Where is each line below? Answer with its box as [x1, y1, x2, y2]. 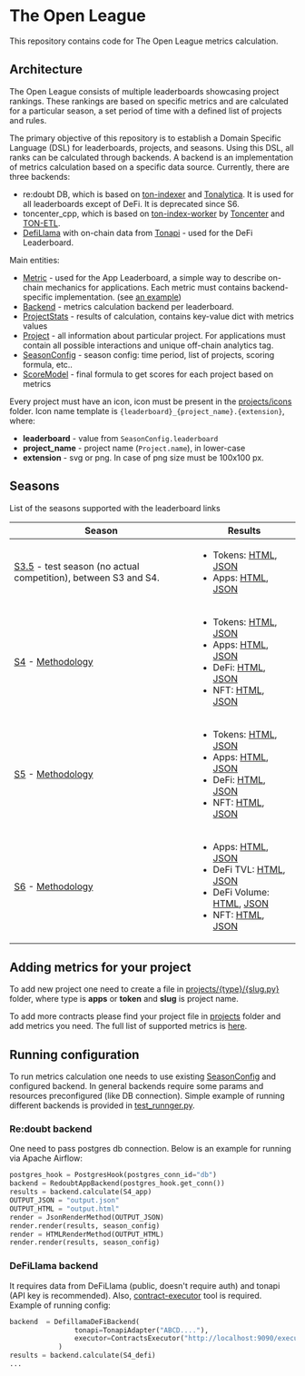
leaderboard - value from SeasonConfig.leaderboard [22, 432, 219, 443]
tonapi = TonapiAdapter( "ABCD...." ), [74, 1325, 209, 1335]
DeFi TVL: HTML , [212, 863, 286, 876]
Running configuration [9, 1046, 140, 1063]
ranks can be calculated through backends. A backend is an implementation [9, 152, 293, 163]
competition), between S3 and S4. [14, 571, 161, 584]
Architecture [9, 62, 84, 77]
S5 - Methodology [14, 767, 93, 780]
